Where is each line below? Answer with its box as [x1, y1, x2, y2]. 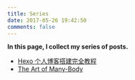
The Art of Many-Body [17, 65, 83, 74]
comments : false [7, 23, 55, 30]
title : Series [7, 10, 49, 18]
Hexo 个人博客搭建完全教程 [17, 57, 97, 65]
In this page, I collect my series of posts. [7, 43, 129, 51]
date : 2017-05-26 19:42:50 [7, 17, 87, 24]
